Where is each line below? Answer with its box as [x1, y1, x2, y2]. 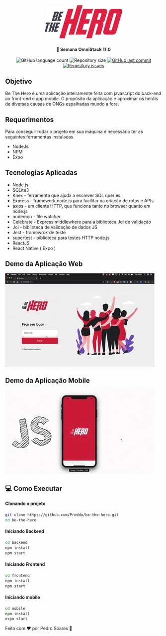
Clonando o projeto [5, 501, 46, 507]
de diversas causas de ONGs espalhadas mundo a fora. [5, 101, 119, 107]
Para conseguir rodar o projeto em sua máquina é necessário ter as [5, 128, 143, 134]
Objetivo [5, 77, 32, 86]
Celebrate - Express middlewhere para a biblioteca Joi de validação [12, 219, 152, 225]
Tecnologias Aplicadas [5, 168, 78, 177]
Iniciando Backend [5, 528, 45, 534]
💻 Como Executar [5, 484, 62, 493]
